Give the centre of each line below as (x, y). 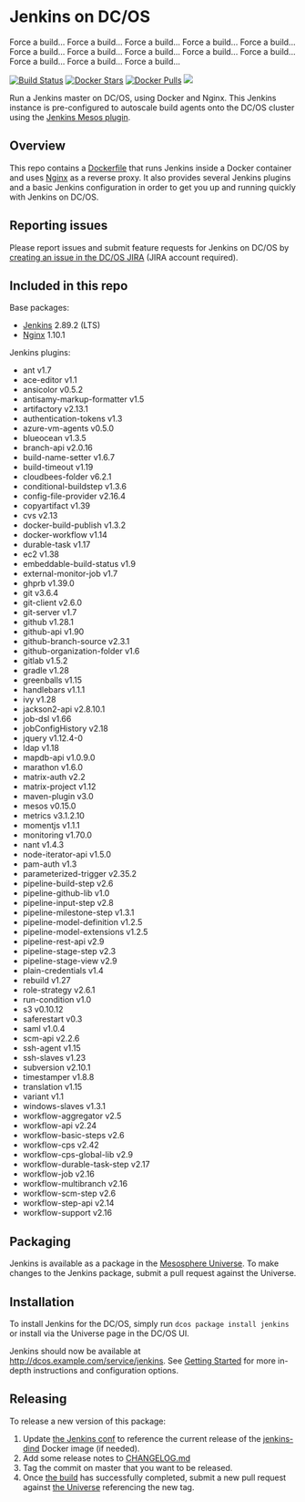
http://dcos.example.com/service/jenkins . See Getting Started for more (142, 1361)
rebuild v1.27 (46, 981)
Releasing (38, 1399)
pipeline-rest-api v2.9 (63, 941)
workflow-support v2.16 (67, 1213)
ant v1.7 (37, 370)
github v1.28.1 (48, 622)
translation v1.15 (52, 1087)
